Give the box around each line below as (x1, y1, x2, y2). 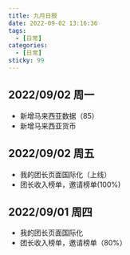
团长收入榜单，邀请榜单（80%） (19, 238, 128, 248)
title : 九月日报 (8, 11, 57, 20)
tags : (8, 26, 26, 34)
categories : (8, 42, 48, 50)
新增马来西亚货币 (19, 121, 77, 131)
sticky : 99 (8, 57, 45, 65)
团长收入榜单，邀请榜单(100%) (19, 180, 121, 189)
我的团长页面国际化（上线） (19, 169, 112, 179)
